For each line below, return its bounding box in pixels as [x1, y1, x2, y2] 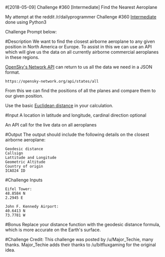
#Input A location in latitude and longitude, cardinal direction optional [5, 112, 147, 118]
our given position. [5, 93, 44, 99]
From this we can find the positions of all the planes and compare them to [5, 88, 156, 94]
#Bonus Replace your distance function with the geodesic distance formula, [5, 222, 161, 227]
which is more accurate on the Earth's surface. [5, 227, 101, 233]
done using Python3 [5, 19, 47, 25]
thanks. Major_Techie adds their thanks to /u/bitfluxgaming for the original [5, 242, 156, 248]
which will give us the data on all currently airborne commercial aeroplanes [5, 49, 159, 55]
